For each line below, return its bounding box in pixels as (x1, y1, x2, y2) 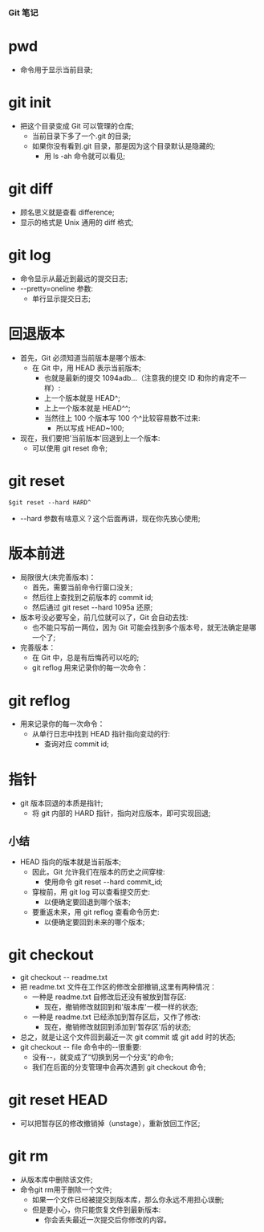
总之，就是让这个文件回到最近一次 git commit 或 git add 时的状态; (19, 1032, 236, 1042)
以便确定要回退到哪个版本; (43, 897, 131, 907)
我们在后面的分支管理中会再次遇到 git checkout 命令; (31, 1063, 206, 1072)
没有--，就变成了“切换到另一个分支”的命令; (31, 1052, 174, 1062)
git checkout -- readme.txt (19, 973, 108, 982)
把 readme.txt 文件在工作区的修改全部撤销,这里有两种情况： (19, 982, 217, 992)
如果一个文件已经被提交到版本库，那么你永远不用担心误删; (31, 1194, 225, 1204)
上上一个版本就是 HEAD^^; (43, 403, 131, 413)
